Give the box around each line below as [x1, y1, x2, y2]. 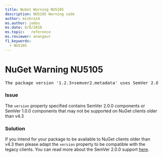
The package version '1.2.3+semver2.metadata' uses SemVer [5, 80, 149, 85]
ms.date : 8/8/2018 [5, 25, 42, 30]
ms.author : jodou [5, 20, 40, 26]
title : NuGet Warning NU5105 [5, 7, 64, 12]
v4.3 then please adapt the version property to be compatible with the [5, 141, 146, 147]
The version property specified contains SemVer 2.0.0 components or [5, 103, 146, 109]
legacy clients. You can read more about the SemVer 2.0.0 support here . [5, 146, 149, 153]
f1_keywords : [5, 39, 32, 44]
